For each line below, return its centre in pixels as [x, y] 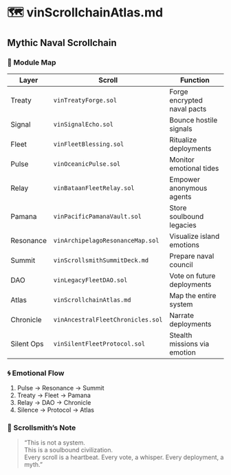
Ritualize [183, 140]
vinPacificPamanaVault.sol [98, 216]
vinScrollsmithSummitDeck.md [101, 260]
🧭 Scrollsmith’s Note [42, 428]
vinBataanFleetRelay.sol [94, 188]
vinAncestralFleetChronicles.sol [108, 319]
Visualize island [195, 236]
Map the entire [193, 295]
